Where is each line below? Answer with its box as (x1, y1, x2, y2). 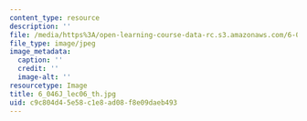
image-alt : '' (17, 73, 71, 82)
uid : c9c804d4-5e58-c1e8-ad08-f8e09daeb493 (9, 97, 178, 107)
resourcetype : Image (9, 81, 89, 90)
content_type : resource (9, 13, 101, 23)
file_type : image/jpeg (9, 38, 96, 48)
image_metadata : (9, 47, 71, 56)
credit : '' (17, 65, 59, 74)
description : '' (9, 22, 71, 31)
